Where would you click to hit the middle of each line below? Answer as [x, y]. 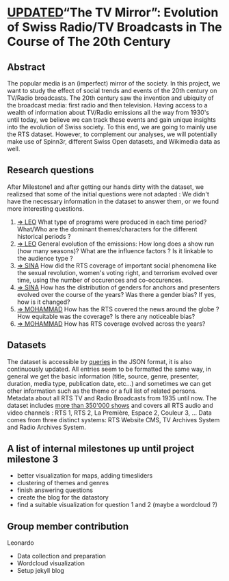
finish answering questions [55, 490]
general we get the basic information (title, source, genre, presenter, [103, 376]
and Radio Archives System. [47, 427]
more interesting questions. [45, 208]
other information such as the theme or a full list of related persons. [102, 391]
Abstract [26, 67]
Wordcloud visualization [51, 563]
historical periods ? [44, 236]
